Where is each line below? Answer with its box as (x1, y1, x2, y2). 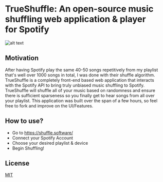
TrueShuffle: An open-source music (5, 3, 154, 15)
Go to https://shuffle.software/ (12, 130, 73, 136)
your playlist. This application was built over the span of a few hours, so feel (5, 98, 158, 104)
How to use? (5, 117, 44, 125)
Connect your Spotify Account (12, 135, 73, 141)
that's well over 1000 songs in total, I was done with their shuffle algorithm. (5, 72, 155, 78)
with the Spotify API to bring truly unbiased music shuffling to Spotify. (5, 82, 145, 88)
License (5, 159, 30, 167)
